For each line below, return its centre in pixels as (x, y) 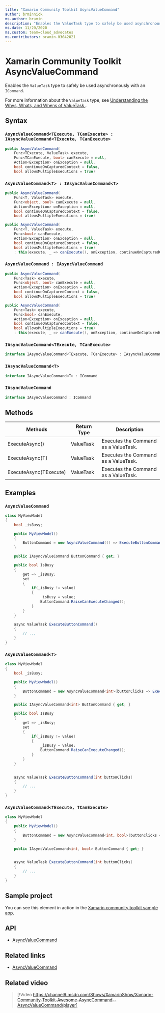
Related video (27, 983)
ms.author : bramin (24, 19)
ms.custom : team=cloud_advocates (39, 32)
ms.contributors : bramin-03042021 (41, 37)
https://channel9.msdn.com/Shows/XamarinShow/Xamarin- (93, 994)
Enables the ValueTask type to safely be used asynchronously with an (75, 85)
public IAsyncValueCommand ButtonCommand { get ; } (67, 556)
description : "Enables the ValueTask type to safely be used (69, 23)
